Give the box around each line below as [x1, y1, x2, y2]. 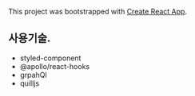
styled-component [19, 53, 82, 63]
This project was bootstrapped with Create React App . [8, 7, 188, 16]
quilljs [19, 79, 40, 88]
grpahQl [19, 70, 47, 79]
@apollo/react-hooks [19, 61, 90, 71]
